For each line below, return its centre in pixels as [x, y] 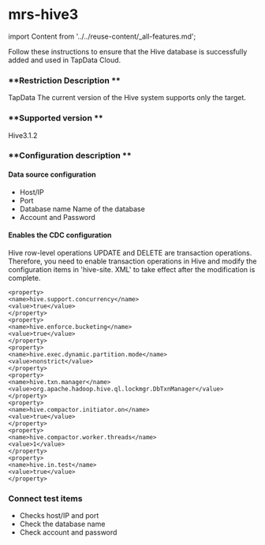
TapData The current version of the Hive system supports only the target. [127, 98]
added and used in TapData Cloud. [65, 60]
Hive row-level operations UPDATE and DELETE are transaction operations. [130, 252]
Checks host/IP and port [59, 516]
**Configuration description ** [70, 155]
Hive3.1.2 [23, 135]
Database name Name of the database [82, 209]
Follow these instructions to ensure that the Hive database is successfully [128, 51]
